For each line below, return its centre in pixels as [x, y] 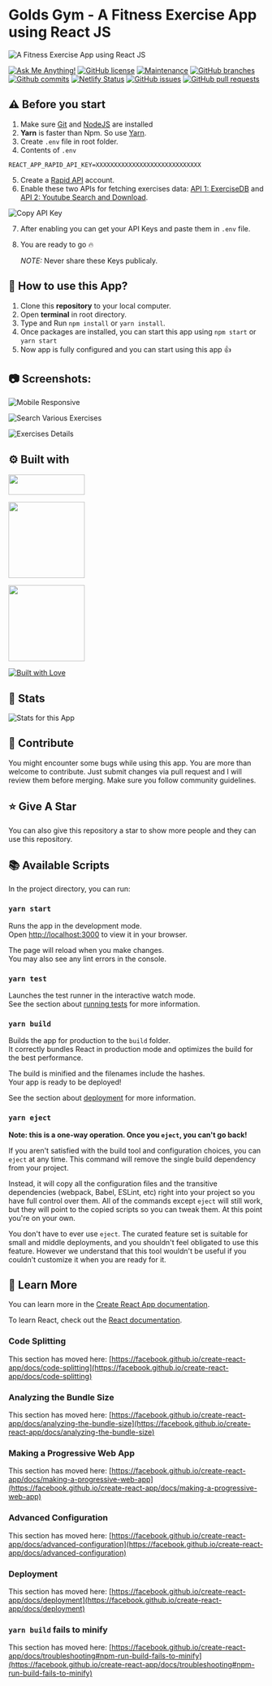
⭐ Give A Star [43, 806]
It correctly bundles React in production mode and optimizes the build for [131, 1050]
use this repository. [41, 839]
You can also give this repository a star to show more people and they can [132, 830]
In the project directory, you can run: [69, 889]
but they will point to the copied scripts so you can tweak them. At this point [135, 1209]
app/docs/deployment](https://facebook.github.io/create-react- [115, 1600]
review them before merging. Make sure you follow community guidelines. [132, 780]
